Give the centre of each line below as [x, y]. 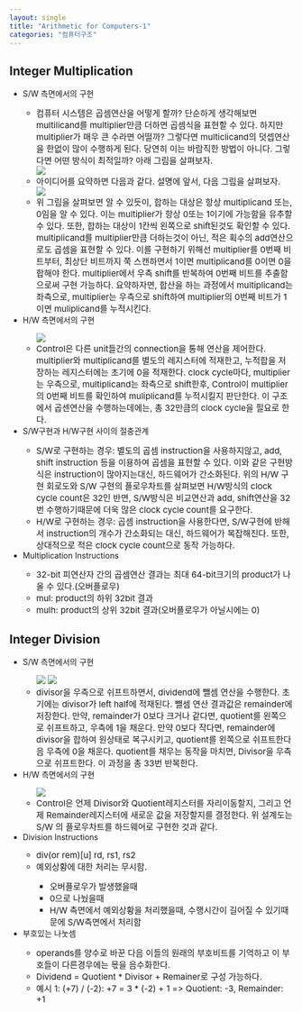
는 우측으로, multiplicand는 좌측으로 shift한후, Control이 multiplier [162, 384]
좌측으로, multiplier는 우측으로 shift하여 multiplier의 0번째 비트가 [159, 297]
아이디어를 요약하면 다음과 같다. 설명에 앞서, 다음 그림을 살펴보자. [158, 182]
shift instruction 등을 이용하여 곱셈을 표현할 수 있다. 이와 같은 [151, 463]
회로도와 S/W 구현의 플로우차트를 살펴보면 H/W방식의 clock [160, 486]
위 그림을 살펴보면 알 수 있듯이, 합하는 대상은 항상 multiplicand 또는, [164, 202]
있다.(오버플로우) [88, 587]
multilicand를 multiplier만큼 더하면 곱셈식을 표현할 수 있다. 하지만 [160, 125]
